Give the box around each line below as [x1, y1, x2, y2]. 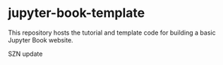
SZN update [8, 49, 43, 58]
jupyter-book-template [8, 5, 145, 21]
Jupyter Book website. [8, 35, 73, 44]
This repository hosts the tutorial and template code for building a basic [8, 28, 216, 37]
